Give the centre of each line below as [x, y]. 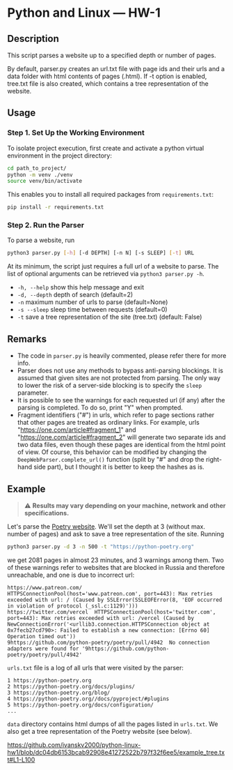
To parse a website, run [41, 240]
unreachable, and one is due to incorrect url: [71, 575]
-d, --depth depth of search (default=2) [75, 295]
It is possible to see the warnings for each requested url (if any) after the [121, 400]
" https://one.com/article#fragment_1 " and [77, 430]
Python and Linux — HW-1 [84, 13]
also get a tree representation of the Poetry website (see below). [100, 731]
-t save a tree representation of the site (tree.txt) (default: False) [110, 317]
